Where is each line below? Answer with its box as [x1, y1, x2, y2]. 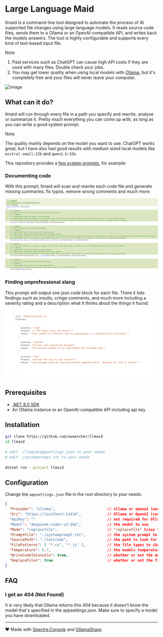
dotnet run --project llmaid [5, 465, 64, 470]
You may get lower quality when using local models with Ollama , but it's [12, 69, 156, 75]
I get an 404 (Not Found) [5, 591, 64, 598]
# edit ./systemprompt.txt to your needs [5, 454, 90, 460]
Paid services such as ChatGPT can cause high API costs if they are [12, 59, 148, 65]
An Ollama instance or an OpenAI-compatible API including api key [12, 407, 146, 412]
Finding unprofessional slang [5, 279, 75, 285]
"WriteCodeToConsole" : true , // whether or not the [9, 553, 153, 558]
